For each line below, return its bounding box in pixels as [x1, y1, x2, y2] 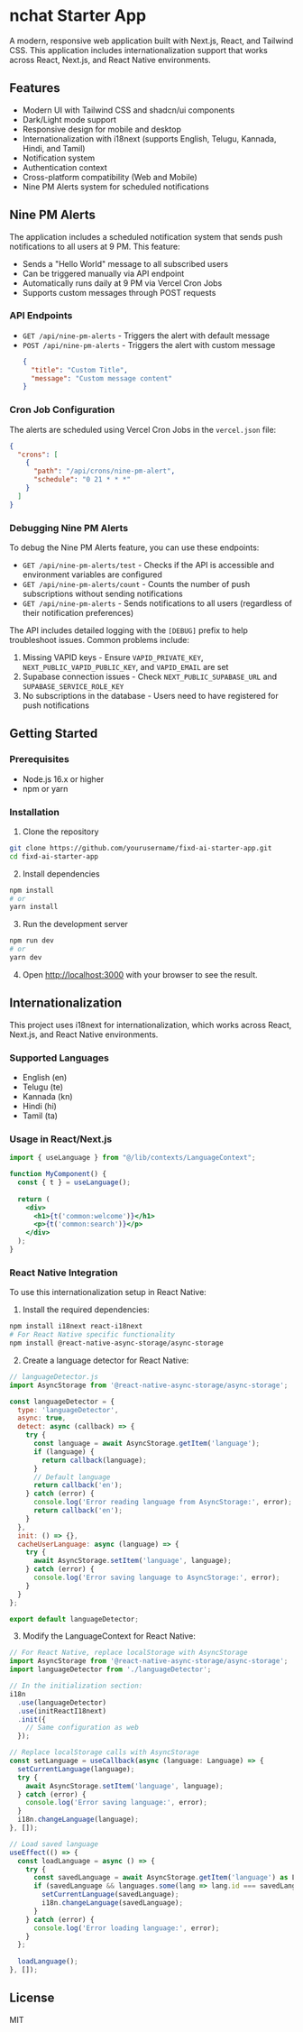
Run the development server [22, 919, 129, 930]
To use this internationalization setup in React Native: [9, 1287, 207, 1298]
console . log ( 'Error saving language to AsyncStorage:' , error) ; [32, 1573, 280, 1583]
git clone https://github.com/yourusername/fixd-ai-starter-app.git [9, 843, 272, 852]
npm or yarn [22, 783, 69, 794]
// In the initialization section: [9, 1681, 143, 1691]
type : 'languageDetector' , [17, 1405, 119, 1414]
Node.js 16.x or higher [22, 773, 105, 785]
